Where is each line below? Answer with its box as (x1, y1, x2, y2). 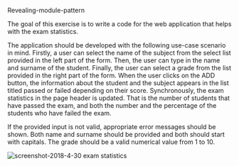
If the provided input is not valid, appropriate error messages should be (7, 123, 216, 131)
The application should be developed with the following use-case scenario (7, 41, 226, 49)
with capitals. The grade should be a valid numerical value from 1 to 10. (7, 138, 216, 146)
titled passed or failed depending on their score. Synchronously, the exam (7, 87, 224, 94)
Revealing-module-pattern (7, 6, 85, 14)
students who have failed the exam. (7, 109, 112, 117)
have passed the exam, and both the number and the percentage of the (7, 101, 217, 109)
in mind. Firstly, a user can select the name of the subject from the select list (7, 49, 231, 57)
